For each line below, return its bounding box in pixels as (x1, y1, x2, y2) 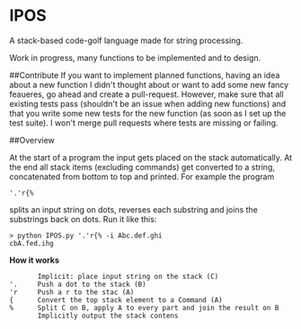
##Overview (9, 134, 56, 145)
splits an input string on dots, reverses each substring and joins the (9, 203, 258, 215)
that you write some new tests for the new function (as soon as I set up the (9, 108, 287, 118)
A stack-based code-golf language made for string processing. (9, 35, 243, 46)
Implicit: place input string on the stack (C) (37, 272, 219, 281)
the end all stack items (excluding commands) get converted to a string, (9, 161, 276, 172)
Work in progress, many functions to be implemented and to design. (9, 52, 261, 63)
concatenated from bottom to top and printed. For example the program (9, 171, 275, 182)
